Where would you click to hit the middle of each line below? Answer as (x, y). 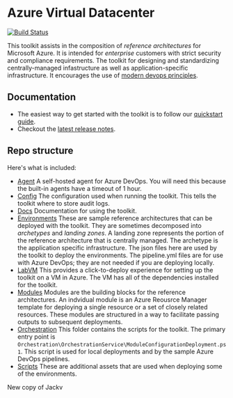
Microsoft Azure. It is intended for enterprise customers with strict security (114, 53)
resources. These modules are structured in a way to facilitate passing (118, 314)
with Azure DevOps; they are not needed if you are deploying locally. (116, 262)
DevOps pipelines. (43, 359)
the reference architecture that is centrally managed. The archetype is (118, 240)
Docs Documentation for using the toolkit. (77, 211)
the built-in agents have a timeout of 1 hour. (80, 188)
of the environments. (47, 374)
